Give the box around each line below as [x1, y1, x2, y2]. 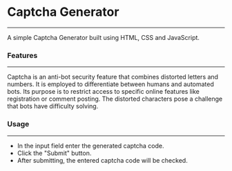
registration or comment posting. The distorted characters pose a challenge [7, 94, 223, 103]
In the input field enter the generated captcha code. [17, 141, 164, 150]
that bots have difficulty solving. [7, 102, 99, 110]
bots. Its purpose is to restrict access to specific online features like [7, 88, 200, 96]
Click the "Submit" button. [17, 149, 92, 157]
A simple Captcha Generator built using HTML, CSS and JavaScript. [7, 33, 200, 41]
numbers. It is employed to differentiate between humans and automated [7, 80, 214, 88]
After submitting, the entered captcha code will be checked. [17, 156, 188, 164]
